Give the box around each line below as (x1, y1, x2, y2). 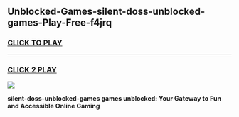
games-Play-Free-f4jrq (7, 17, 112, 29)
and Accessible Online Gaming (7, 101, 100, 110)
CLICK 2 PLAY (7, 65, 57, 74)
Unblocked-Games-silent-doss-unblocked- (7, 6, 206, 18)
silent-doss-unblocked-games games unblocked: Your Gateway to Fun (7, 94, 222, 102)
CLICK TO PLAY (7, 38, 63, 48)
